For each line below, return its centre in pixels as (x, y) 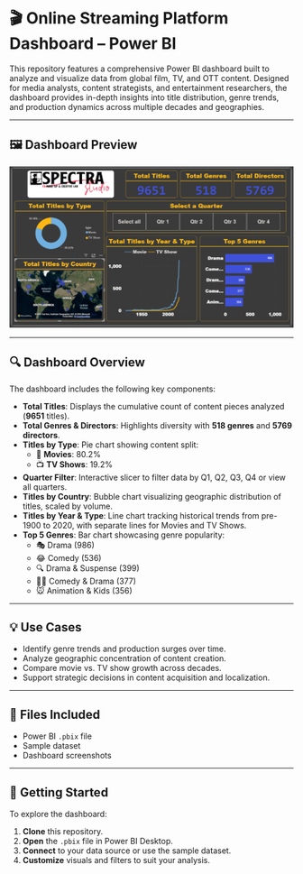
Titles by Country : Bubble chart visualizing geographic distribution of (152, 496)
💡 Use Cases (46, 627)
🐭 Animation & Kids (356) (84, 590)
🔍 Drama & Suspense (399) (87, 568)
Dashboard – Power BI (93, 44)
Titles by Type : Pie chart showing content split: (110, 445)
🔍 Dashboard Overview (78, 363)
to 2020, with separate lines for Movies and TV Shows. (145, 525)
